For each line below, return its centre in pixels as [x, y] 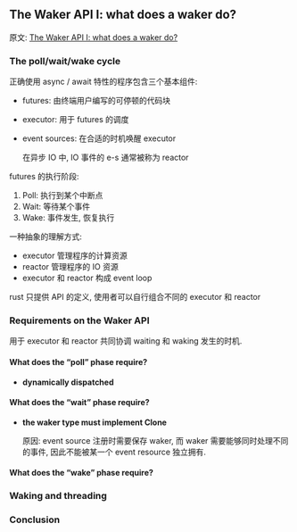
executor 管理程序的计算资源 [74, 256]
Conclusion [35, 520]
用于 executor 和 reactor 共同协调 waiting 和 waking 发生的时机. [126, 341]
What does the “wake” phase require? [82, 473]
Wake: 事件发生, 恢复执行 [68, 218]
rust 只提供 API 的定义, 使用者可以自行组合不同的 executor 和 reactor [135, 297]
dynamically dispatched [68, 382]
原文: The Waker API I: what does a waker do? [94, 37]
